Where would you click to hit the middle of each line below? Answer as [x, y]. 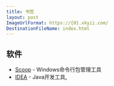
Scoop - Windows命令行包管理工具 [58, 70]
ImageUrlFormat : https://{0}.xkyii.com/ [58, 23]
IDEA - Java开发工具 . [41, 77]
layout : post [22, 17]
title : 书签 [20, 12]
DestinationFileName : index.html [48, 28]
